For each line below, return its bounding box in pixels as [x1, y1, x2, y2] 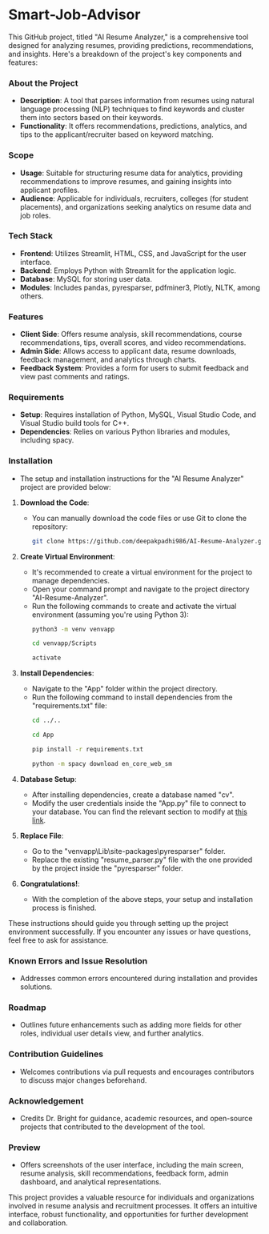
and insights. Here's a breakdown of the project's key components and [8, 49, 243, 58]
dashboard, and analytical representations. [19, 1177, 162, 1187]
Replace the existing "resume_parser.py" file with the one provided [31, 855, 253, 864]
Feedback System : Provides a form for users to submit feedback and [19, 363, 250, 373]
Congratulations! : [19, 879, 80, 888]
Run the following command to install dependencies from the [31, 692, 233, 702]
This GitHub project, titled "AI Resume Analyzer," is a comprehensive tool [8, 32, 249, 42]
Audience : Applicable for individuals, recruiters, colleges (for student [19, 194, 249, 203]
